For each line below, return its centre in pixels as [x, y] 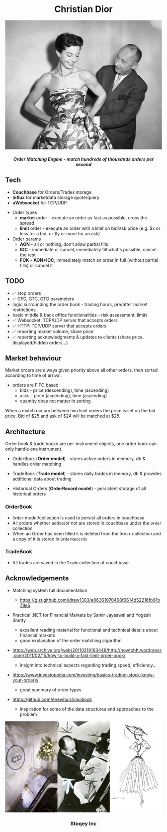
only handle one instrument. [34, 449]
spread [27, 223]
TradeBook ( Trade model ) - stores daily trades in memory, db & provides [87, 474]
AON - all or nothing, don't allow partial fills [64, 244]
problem [28, 714]
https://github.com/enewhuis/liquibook [52, 699]
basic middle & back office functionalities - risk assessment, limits [80, 315]
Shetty [19, 620]
